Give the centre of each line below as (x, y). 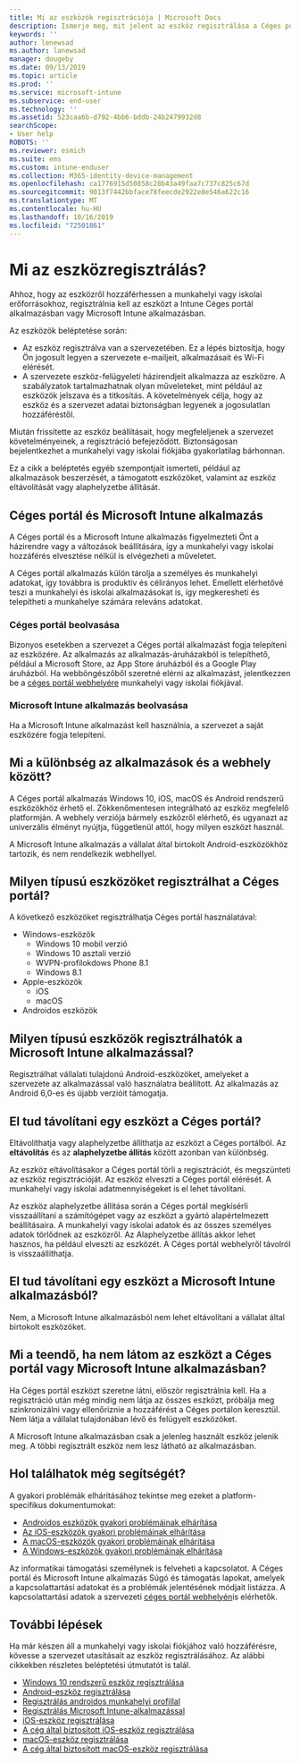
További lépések (56, 1624)
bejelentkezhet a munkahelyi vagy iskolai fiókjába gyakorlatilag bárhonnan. (147, 451)
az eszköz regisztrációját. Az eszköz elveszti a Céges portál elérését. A (141, 1179)
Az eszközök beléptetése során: (68, 331)
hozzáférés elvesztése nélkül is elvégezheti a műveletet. (113, 556)
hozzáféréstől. (49, 415)
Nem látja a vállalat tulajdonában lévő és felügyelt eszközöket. (123, 1419)
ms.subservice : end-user (55, 101)
